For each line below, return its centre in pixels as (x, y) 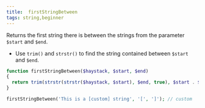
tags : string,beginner (35, 18)
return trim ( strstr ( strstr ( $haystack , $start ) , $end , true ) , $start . (103, 82)
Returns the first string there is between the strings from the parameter (95, 35)
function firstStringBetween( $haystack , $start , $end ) (77, 71)
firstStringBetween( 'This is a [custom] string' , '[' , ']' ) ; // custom (99, 99)
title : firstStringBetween (42, 12)
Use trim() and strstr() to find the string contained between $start (102, 53)
